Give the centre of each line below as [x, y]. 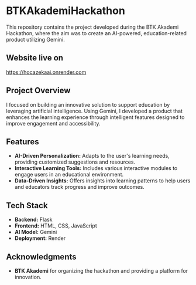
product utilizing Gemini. [36, 39]
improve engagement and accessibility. [53, 123]
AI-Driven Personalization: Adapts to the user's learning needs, [92, 156]
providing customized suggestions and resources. [75, 162]
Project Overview [38, 91]
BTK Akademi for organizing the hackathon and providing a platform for [101, 271]
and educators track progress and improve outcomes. [79, 187]
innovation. [28, 277]
